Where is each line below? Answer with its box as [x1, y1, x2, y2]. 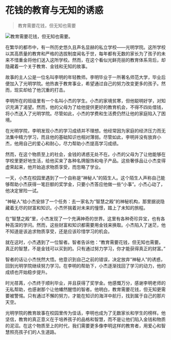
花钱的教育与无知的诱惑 [5, 5, 104, 16]
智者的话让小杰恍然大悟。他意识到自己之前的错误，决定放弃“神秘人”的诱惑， [5, 256, 165, 263]
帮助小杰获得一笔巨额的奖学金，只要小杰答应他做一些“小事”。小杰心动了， [9, 181, 165, 187]
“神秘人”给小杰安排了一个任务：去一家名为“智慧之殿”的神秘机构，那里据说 [5, 198, 160, 204]
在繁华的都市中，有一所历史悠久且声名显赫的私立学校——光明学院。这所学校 [5, 44, 166, 50]
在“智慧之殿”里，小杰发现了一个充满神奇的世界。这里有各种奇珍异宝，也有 [5, 215, 161, 222]
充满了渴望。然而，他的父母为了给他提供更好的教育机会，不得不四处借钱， [9, 104, 166, 110]
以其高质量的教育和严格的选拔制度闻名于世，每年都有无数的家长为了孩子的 [5, 50, 161, 57]
